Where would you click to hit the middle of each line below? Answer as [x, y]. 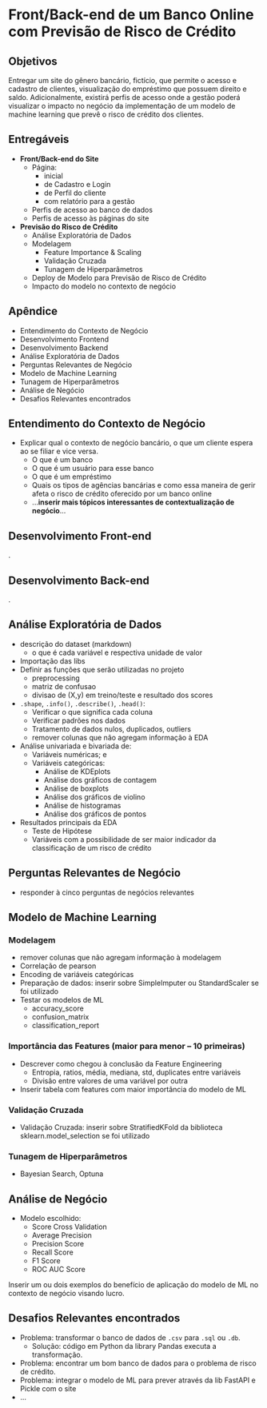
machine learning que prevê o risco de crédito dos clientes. [106, 114]
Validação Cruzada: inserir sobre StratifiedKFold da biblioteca [121, 1127]
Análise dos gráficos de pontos [95, 814]
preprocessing [56, 678]
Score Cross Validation [70, 1227]
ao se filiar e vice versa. [59, 451]
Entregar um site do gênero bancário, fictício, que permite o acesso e [123, 80]
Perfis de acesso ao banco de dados [92, 209]
